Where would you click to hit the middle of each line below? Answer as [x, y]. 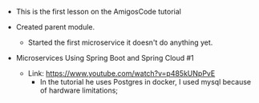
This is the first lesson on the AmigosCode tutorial [99, 12]
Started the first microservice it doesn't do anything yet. [120, 42]
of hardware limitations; [79, 90]
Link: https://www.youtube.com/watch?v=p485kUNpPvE [121, 73]
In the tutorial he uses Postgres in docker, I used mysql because [146, 82]
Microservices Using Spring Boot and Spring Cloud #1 [105, 58]
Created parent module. [55, 27]
